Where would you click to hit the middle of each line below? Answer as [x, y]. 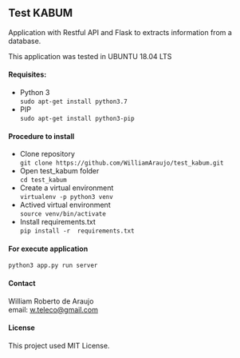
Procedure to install [41, 136]
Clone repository [47, 154]
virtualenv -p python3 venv [66, 197]
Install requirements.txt [57, 222]
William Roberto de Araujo [51, 301]
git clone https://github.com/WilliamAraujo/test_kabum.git [122, 163]
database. [25, 41]
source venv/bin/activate [63, 214]
